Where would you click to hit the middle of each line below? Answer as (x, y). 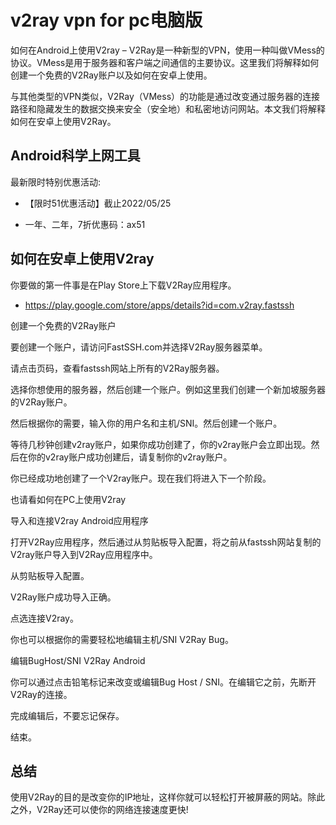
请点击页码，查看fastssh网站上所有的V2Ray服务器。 (117, 368)
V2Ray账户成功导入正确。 (63, 597)
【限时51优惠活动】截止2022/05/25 (98, 203)
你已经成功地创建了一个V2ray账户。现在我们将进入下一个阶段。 (141, 478)
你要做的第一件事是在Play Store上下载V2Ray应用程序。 (123, 285)
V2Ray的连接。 (41, 694)
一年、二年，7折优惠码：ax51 (85, 224)
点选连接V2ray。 (44, 618)
